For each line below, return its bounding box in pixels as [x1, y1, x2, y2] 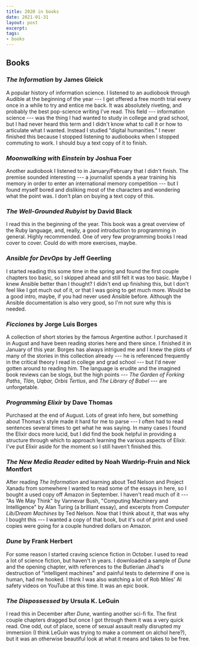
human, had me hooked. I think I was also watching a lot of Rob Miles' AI [6, 576, 182, 583]
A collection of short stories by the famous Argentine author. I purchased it [6, 333, 187, 340]
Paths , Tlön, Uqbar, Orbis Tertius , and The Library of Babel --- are [6, 377, 167, 384]
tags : [6, 31, 19, 37]
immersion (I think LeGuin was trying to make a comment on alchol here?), [6, 629, 187, 636]
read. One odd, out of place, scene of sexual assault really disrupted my [6, 623, 181, 630]
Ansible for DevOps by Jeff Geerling [6, 254, 112, 263]
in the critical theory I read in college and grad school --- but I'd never [6, 358, 177, 365]
